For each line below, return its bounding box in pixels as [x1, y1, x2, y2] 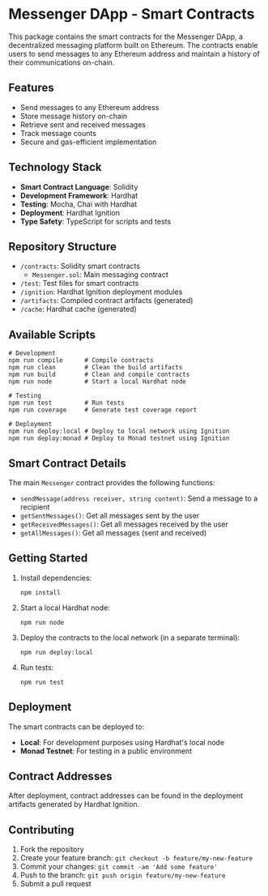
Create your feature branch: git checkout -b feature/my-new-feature [19, 853, 253, 863]
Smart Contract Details [8, 456, 127, 470]
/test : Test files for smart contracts [19, 279, 139, 288]
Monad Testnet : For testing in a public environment [19, 746, 193, 756]
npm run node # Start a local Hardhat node [8, 378, 186, 386]
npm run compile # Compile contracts [8, 356, 154, 365]
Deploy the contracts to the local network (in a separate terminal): [19, 633, 240, 642]
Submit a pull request [19, 879, 91, 889]
